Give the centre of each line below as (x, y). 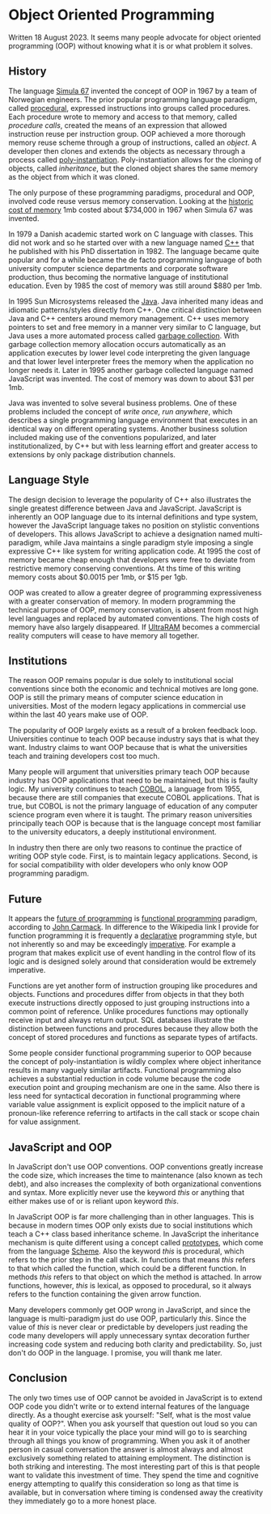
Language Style (49, 480)
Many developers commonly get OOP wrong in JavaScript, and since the (129, 1310)
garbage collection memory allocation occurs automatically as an (117, 344)
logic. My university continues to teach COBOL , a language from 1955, (125, 789)
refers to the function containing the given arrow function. (105, 1294)
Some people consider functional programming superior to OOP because (130, 1053)
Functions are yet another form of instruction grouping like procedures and (133, 986)
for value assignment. (44, 1122)
